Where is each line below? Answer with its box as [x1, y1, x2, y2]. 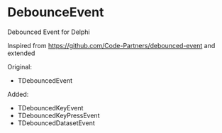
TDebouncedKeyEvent [17, 103, 84, 112]
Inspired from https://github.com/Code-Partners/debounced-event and [7, 41, 216, 50]
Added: [7, 90, 29, 98]
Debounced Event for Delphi [7, 28, 90, 36]
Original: [7, 62, 33, 71]
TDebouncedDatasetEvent [17, 118, 95, 127]
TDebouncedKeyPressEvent [17, 111, 100, 120]
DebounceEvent [7, 4, 104, 21]
